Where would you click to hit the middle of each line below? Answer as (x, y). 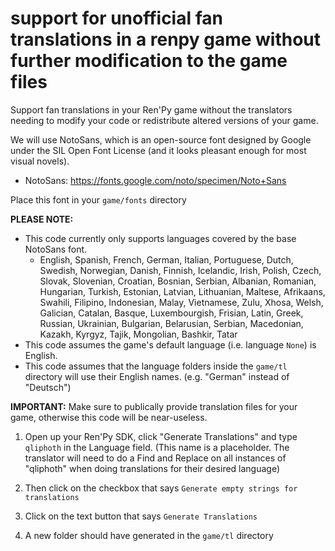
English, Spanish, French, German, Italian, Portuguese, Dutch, (166, 259)
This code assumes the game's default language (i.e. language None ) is (170, 344)
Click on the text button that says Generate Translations (141, 516)
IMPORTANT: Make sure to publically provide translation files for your (154, 406)
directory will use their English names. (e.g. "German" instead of (157, 376)
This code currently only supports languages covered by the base (160, 238)
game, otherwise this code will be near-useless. (109, 417)
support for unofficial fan (116, 18)
